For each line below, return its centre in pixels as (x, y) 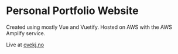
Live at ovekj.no (25, 45)
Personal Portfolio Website (72, 11)
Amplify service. (26, 33)
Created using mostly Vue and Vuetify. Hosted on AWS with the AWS (89, 27)
